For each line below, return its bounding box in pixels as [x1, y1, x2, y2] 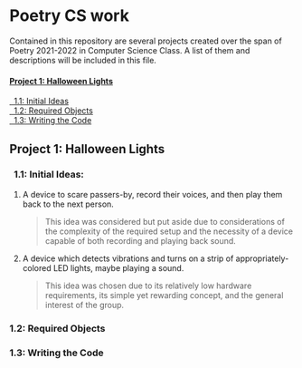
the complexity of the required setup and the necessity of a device [44, 226, 294, 237]
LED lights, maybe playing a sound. [52, 262, 184, 273]
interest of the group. [44, 299, 125, 310]
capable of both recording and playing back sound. [44, 235, 237, 246]
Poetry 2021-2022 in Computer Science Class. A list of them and [9, 44, 250, 55]
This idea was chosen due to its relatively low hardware [44, 280, 252, 291]
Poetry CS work [9, 5, 129, 26]
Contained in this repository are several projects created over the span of [9, 35, 282, 46]
